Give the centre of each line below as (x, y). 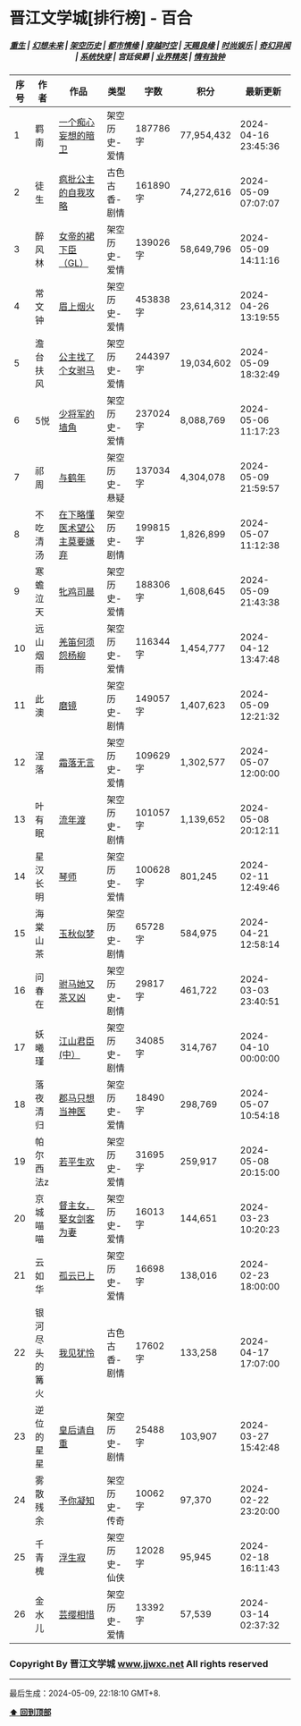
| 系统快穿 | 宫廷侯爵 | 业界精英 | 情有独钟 (150, 56)
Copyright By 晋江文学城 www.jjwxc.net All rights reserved (139, 1664)
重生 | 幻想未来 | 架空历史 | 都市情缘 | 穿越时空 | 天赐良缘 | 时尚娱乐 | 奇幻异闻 (150, 45)
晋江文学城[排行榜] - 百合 (101, 18)
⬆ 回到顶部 (30, 1713)
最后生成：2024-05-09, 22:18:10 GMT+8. (85, 1693)
